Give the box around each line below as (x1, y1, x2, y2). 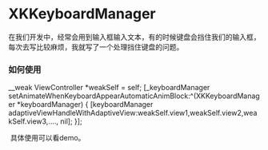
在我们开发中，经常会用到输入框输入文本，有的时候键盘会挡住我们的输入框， (8, 32, 261, 41)
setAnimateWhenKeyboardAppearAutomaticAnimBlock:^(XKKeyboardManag (8, 91, 260, 101)
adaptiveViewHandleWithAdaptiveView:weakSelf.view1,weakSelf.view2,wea (8, 109, 258, 118)
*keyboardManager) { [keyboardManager (17, 100, 154, 109)
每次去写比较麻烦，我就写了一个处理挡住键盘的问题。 (8, 41, 184, 52)
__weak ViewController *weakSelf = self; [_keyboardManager (8, 83, 210, 93)
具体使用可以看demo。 (10, 133, 86, 143)
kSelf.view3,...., (8, 116, 58, 126)
